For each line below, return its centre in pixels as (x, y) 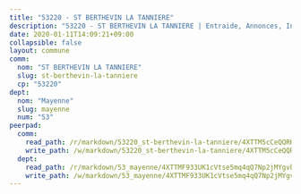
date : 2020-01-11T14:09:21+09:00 (72, 34)
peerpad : (26, 126)
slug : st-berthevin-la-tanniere (78, 76)
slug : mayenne (43, 109)
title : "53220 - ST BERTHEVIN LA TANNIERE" (92, 17)
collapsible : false (46, 42)
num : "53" (35, 117)
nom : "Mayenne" (46, 101)
